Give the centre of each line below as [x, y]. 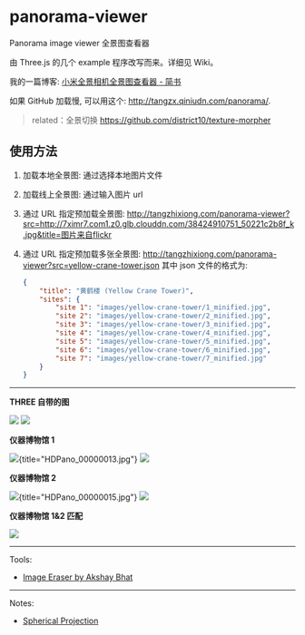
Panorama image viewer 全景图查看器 [79, 43]
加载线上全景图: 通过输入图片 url [83, 194]
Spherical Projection [60, 621]
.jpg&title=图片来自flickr [67, 234]
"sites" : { [60, 299]
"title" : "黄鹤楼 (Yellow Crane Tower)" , [117, 291]
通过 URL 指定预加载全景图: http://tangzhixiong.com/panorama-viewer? [156, 213]
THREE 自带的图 [39, 402]
